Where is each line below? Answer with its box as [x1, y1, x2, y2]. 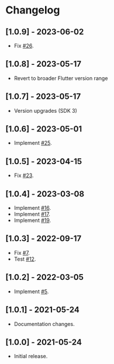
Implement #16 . [13, 204, 51, 212]
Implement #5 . [13, 287, 49, 295]
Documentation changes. [13, 320, 75, 327]
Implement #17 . [13, 211, 50, 218]
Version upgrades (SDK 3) [13, 107, 77, 114]
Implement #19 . [13, 217, 51, 224]
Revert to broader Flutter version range [13, 74, 108, 82]
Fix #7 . [13, 249, 30, 256]
